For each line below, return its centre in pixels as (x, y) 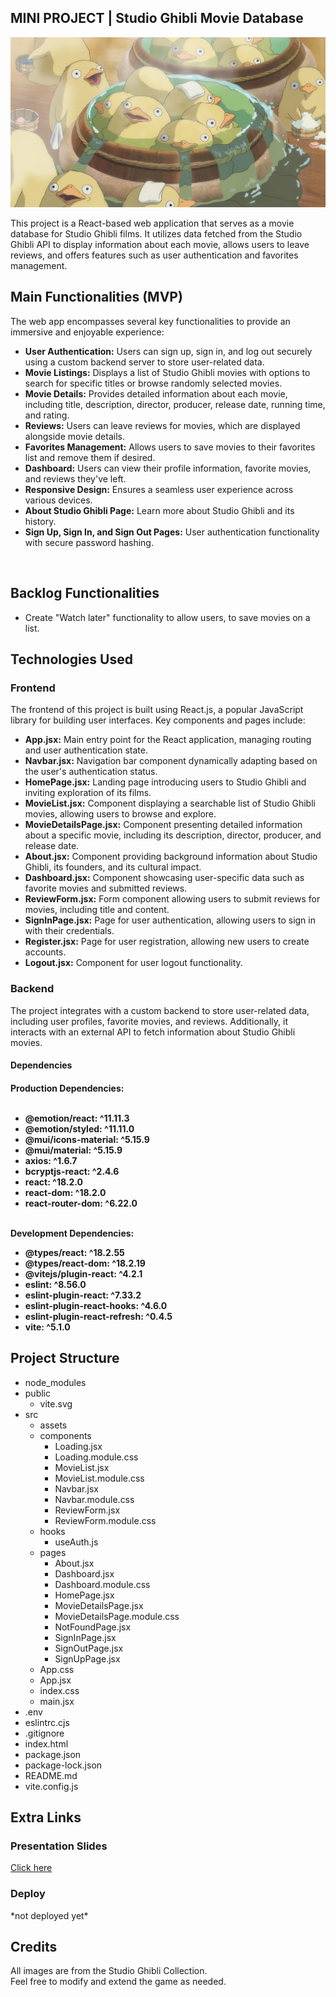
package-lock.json (63, 1765)
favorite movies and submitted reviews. (106, 888)
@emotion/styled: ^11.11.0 (79, 1128)
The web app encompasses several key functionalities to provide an (150, 321)
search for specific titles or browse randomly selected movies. (153, 383)
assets (53, 1425)
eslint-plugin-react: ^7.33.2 (83, 1295)
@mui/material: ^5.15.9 (73, 1150)
